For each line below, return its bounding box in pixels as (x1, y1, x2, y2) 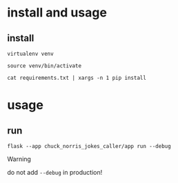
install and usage (7, 5, 107, 21)
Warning (7, 155, 31, 163)
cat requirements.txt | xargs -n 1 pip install (7, 74, 147, 81)
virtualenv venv (7, 50, 54, 57)
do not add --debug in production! (7, 169, 103, 176)
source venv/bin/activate (7, 63, 81, 69)
